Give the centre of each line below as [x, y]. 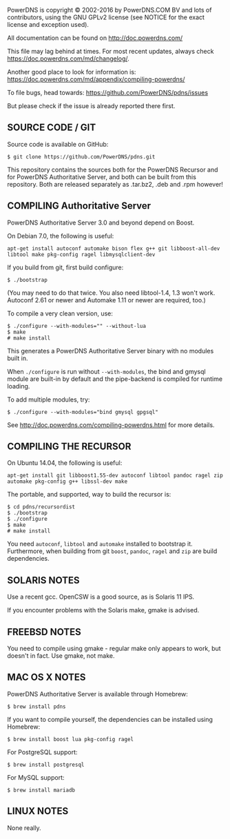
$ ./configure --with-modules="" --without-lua [77, 326]
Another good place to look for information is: [72, 72]
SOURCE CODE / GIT [52, 128]
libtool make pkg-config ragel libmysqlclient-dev [81, 254]
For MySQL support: [36, 777]
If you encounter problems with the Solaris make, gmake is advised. [103, 610]
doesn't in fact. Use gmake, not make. [61, 656]
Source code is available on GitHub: [58, 144]
